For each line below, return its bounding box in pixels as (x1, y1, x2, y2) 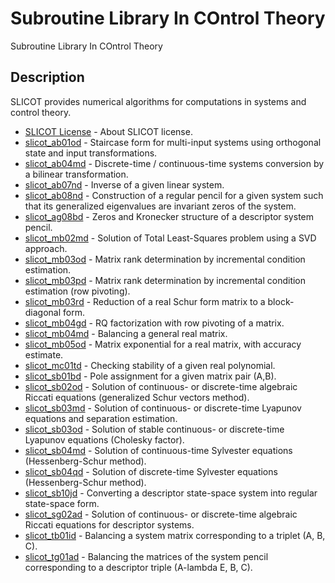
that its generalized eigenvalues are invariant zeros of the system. (24, 200, 297, 212)
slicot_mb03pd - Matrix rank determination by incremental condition (24, 274, 307, 286)
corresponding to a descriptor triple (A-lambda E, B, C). (24, 561, 253, 573)
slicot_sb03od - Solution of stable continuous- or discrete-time (24, 423, 285, 435)
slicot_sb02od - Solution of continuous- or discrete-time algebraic (24, 380, 298, 392)
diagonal (24, 306, 62, 318)
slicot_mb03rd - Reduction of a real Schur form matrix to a (24, 295, 266, 307)
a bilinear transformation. (24, 168, 129, 180)
